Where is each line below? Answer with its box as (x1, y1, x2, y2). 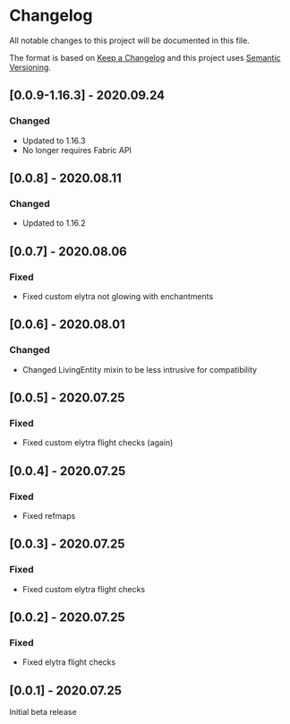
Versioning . (9, 62, 52, 73)
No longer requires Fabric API (21, 144, 132, 155)
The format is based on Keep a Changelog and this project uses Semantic (9, 52, 281, 63)
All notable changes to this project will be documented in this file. (9, 35, 251, 46)
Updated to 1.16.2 (21, 218, 87, 228)
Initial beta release (9, 707, 78, 718)
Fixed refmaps (21, 511, 76, 521)
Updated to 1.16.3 (21, 135, 86, 146)
